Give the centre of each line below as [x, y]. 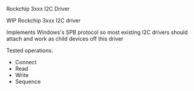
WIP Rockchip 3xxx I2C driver [43, 20]
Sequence [28, 82]
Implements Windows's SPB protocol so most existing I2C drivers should [97, 32]
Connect [26, 62]
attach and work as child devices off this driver [65, 39]
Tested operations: [30, 50]
